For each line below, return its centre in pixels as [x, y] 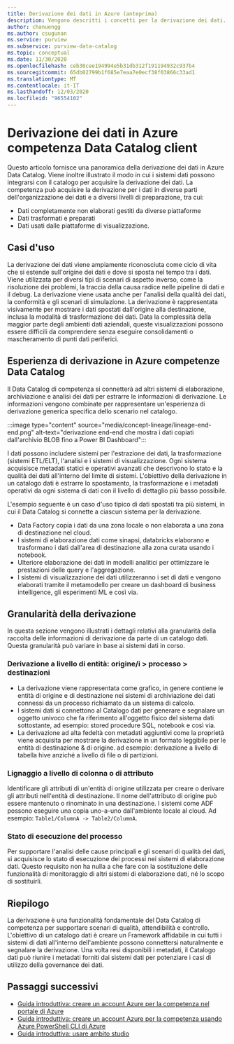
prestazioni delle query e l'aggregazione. [76, 570]
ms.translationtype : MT [42, 79]
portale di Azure [41, 1011]
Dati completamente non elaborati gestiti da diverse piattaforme [109, 210]
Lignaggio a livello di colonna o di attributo [80, 773]
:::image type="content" [42, 425]
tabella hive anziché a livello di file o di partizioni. [88, 755]
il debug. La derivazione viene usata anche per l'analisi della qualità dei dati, [117, 294]
